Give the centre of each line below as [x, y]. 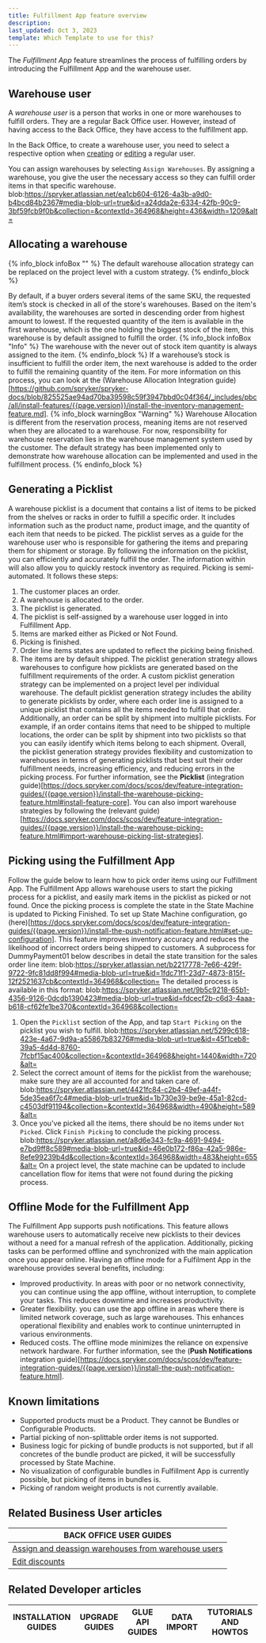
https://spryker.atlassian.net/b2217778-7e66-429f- [158, 964]
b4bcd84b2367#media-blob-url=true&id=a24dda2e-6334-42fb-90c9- [125, 202]
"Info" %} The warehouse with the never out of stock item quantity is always [133, 346]
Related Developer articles [75, 1589]
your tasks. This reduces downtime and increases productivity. [122, 1301]
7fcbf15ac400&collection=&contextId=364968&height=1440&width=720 [138, 1056]
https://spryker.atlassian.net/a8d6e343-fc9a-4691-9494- [130, 1140]
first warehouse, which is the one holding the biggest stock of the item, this [131, 329]
